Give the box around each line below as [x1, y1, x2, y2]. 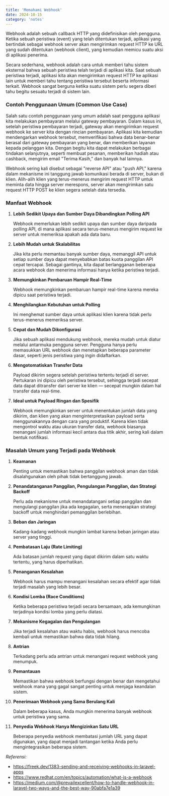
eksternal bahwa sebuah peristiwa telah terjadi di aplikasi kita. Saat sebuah [6, 67, 161, 73]
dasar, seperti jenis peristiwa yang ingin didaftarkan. [13, 352, 122, 358]
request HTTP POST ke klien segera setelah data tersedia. [6, 187, 126, 193]
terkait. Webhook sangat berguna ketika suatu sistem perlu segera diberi [6, 83, 156, 89]
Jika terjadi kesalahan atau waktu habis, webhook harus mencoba [13, 629, 150, 635]
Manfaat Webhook [6, 199, 52, 206]
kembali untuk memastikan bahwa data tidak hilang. [13, 634, 121, 640]
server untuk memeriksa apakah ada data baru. [13, 231, 111, 237]
